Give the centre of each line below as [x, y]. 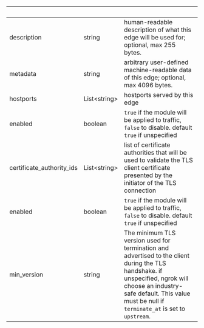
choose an [139, 286]
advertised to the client [157, 256]
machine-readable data [158, 70]
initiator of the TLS [151, 183]
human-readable [148, 22]
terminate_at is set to [155, 309]
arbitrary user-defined [156, 62]
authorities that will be [155, 152]
